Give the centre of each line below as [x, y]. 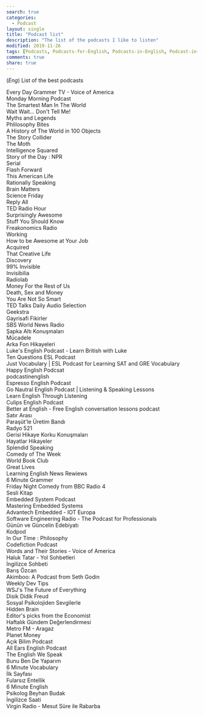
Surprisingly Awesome [34, 215]
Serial [14, 163]
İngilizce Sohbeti [27, 564]
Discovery [19, 260]
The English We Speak [34, 654]
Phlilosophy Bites [28, 124]
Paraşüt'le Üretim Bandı [36, 422]
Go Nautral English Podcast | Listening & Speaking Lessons [80, 389]
